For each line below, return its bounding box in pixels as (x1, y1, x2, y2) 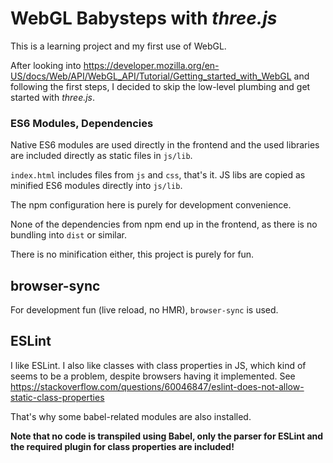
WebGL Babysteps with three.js (10, 7, 278, 30)
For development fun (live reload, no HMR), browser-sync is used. (10, 304, 279, 316)
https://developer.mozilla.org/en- (83, 59, 220, 71)
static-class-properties (10, 391, 105, 403)
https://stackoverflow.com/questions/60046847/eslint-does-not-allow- (10, 380, 305, 392)
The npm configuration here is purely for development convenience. (10, 199, 292, 211)
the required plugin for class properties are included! (10, 440, 235, 452)
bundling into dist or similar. (10, 229, 128, 241)
